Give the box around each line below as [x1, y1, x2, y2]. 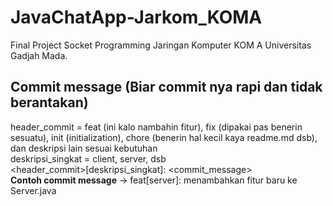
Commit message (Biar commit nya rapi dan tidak [10, 79, 323, 96]
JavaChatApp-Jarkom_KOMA [10, 6, 263, 29]
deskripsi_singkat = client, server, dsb [10, 152, 167, 165]
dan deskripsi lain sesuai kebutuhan [10, 142, 158, 154]
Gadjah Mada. [10, 49, 68, 61]
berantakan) [10, 94, 89, 111]
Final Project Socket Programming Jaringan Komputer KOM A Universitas [10, 39, 312, 51]
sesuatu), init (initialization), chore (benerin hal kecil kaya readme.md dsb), [10, 131, 318, 143]
